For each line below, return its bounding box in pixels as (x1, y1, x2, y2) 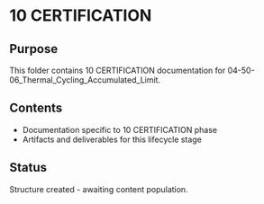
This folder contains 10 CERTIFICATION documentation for (9, 65, 226, 75)
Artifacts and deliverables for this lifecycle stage (22, 134, 203, 145)
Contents (9, 101, 63, 116)
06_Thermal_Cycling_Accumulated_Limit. (9, 75, 160, 85)
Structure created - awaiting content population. (9, 183, 188, 194)
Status (9, 160, 48, 175)
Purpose (9, 41, 59, 57)
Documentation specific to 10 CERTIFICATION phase (22, 124, 218, 135)
